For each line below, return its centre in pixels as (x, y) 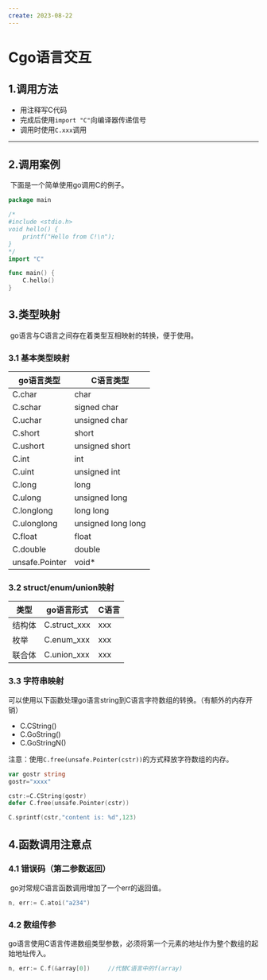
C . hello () (39, 281)
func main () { (32, 273)
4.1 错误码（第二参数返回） (60, 869)
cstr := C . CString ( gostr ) (48, 796)
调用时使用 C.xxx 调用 (53, 130)
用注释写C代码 (43, 110)
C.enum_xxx (67, 640)
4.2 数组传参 (32, 924)
